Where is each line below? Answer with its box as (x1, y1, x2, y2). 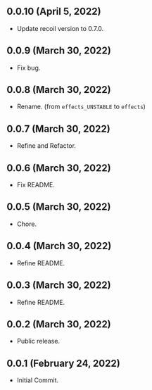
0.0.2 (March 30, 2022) (6, 318, 112, 330)
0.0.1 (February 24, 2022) (6, 357, 120, 369)
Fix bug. (16, 63, 41, 72)
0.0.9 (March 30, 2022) (6, 45, 112, 57)
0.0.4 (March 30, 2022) (6, 240, 112, 252)
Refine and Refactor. (16, 141, 77, 150)
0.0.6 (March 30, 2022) (6, 162, 111, 174)
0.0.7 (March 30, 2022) (6, 122, 110, 134)
